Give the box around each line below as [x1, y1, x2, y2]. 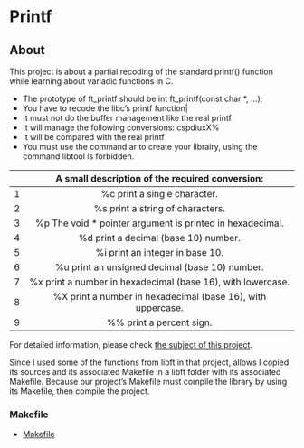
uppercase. [135, 302, 184, 313]
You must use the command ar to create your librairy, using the [22, 142, 258, 152]
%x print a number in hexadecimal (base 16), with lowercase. [28, 275, 290, 288]
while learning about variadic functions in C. [9, 76, 174, 87]
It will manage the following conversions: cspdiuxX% [22, 122, 220, 133]
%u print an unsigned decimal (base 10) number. [54, 261, 264, 273]
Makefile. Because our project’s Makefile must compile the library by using [9, 377, 288, 387]
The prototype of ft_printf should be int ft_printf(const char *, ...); [22, 93, 263, 104]
